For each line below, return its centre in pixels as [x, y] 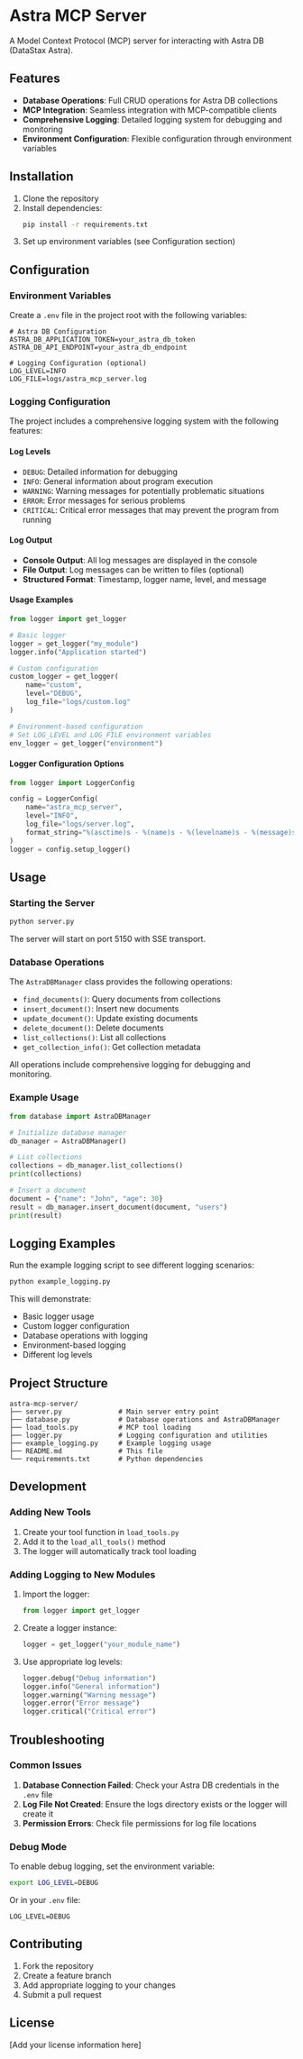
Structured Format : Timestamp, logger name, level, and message [144, 579]
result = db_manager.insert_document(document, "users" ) [119, 1207]
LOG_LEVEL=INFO [38, 371]
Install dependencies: [62, 207]
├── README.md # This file [87, 1451]
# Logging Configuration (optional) [78, 363]
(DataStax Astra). [41, 50]
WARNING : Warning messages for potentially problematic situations [143, 490]
